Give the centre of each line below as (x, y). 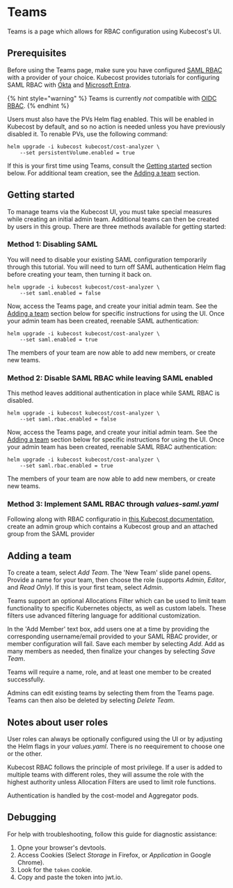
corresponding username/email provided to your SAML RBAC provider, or (112, 636)
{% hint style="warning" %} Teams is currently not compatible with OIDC (112, 98)
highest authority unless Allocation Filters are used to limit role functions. (112, 782)
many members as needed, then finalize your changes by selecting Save (111, 652)
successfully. (26, 679)
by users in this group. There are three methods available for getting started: (116, 226)
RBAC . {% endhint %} (38, 106)
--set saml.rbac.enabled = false (68, 419)
